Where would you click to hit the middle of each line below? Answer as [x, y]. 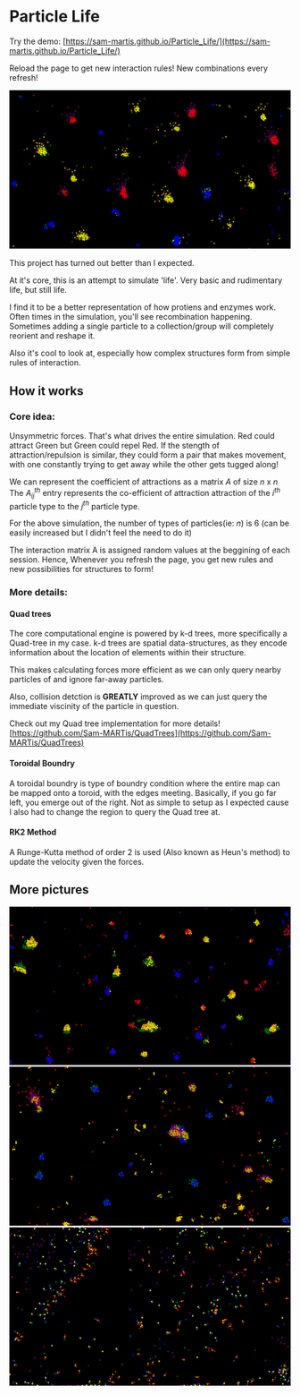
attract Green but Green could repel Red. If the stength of [115, 446]
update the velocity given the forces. [77, 861]
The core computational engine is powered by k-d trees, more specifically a [148, 634]
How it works [46, 391]
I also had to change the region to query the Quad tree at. [115, 811]
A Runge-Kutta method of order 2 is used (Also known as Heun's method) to [150, 852]
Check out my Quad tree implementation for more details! [115, 723]
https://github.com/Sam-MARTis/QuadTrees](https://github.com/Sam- [142, 733]
